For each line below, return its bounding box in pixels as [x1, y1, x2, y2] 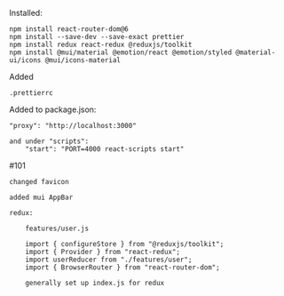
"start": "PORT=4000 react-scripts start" [25, 145, 185, 154]
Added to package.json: [9, 104, 97, 115]
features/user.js [25, 224, 90, 233]
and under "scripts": [9, 137, 90, 146]
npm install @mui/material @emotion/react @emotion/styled [9, 48, 233, 57]
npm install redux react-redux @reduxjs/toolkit [9, 40, 193, 49]
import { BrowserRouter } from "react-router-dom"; [25, 263, 220, 272]
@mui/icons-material [44, 56, 122, 65]
